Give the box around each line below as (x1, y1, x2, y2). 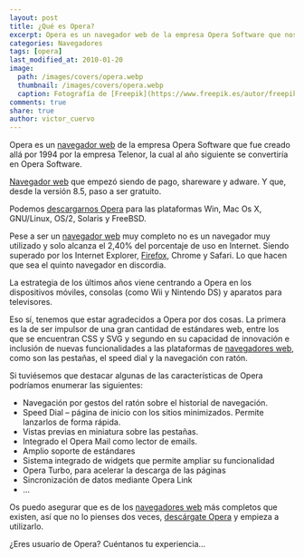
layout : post (9, 13, 59, 23)
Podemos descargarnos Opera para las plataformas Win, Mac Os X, (9, 203, 262, 214)
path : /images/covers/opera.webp (17, 73, 144, 82)
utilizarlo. (9, 521, 43, 532)
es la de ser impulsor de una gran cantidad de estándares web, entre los (9, 324, 280, 335)
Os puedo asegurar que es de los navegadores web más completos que (9, 502, 278, 513)
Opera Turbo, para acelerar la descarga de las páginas (22, 465, 226, 476)
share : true (9, 106, 54, 115)
